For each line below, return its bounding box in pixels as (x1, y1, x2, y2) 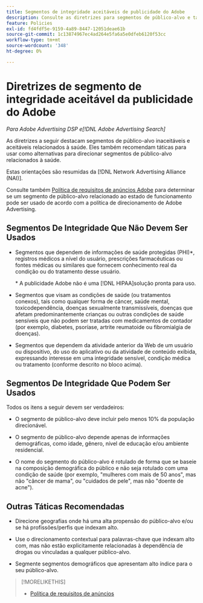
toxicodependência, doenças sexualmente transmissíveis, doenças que (14, 304, 193, 311)
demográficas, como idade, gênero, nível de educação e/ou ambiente (14, 440, 189, 448)
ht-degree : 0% (6, 48, 42, 54)
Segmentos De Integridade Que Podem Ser (6, 378, 171, 388)
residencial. (14, 446, 44, 454)
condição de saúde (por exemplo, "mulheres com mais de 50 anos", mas (14, 471, 196, 478)
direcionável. (14, 422, 47, 429)
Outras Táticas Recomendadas (6, 501, 125, 512)
